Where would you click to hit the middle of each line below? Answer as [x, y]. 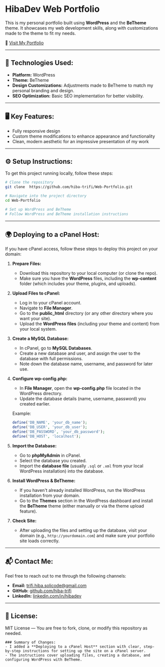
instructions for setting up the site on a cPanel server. [84, 651]
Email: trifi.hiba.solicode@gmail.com [49, 585]
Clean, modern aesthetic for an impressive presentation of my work [80, 141]
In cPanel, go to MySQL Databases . [56, 348]
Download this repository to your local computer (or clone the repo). [89, 273]
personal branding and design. [43, 90]
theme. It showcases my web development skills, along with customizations [82, 28]
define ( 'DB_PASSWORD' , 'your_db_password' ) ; [58, 432]
